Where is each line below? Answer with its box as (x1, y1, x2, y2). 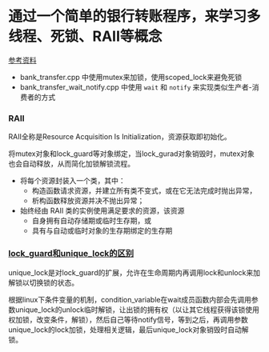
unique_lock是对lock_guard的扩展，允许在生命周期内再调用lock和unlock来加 (8, 267, 260, 277)
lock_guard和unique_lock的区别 (8, 248, 134, 259)
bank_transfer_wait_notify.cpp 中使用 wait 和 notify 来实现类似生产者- (19, 82, 252, 92)
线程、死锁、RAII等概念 (8, 27, 163, 46)
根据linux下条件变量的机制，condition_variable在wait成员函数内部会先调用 (8, 294, 252, 304)
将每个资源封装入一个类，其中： (19, 176, 126, 186)
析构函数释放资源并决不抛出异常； (31, 196, 145, 206)
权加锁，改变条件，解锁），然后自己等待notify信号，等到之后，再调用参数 (8, 314, 248, 324)
